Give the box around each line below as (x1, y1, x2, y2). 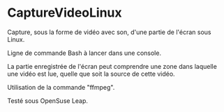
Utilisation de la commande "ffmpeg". (7, 83, 115, 91)
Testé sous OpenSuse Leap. (7, 96, 89, 105)
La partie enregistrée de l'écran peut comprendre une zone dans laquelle (7, 62, 218, 70)
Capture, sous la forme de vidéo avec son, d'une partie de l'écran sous (7, 28, 211, 36)
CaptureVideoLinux (7, 5, 122, 21)
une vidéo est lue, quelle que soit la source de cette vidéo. (7, 70, 176, 78)
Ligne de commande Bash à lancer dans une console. (7, 49, 162, 57)
